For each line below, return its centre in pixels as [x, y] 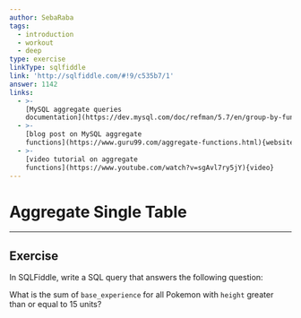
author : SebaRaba [42, 17]
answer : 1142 [34, 84]
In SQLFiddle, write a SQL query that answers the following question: [136, 278]
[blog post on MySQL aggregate [84, 134]
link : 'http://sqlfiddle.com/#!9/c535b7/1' [92, 76]
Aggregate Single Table [99, 212]
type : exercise [38, 59]
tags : [19, 26]
